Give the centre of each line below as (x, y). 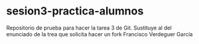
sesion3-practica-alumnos (75, 11)
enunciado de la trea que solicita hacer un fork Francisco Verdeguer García (99, 34)
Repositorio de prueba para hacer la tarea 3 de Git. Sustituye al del (89, 28)
